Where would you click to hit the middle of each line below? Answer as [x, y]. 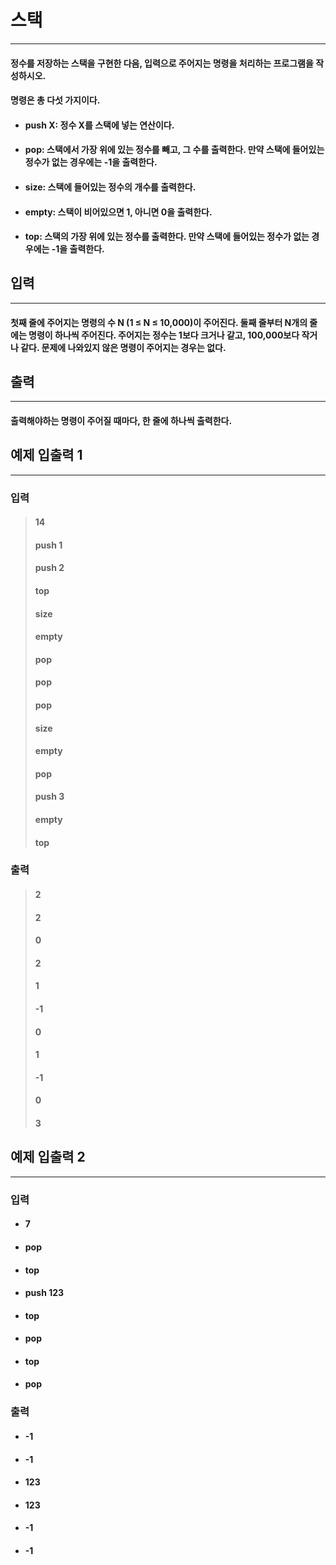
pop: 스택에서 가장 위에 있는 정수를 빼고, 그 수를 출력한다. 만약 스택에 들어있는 [174, 150]
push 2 [49, 568]
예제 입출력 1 [46, 455]
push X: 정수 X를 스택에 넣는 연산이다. [99, 125]
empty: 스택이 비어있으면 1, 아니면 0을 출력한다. [118, 212]
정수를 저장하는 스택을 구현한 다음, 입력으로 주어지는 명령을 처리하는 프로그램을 [162, 63]
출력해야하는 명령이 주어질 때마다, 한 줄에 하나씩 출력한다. [121, 420]
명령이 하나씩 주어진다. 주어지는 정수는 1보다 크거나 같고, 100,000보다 [164, 335]
